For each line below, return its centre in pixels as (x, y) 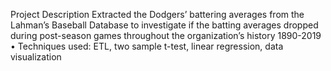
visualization (36, 57)
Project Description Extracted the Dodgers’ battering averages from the (157, 14)
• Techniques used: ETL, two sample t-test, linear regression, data (147, 46)
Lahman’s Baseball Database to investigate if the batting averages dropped (164, 25)
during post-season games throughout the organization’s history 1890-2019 (166, 35)
